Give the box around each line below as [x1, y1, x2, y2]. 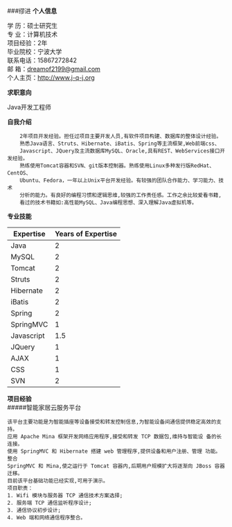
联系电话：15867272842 [7, 56, 78, 64]
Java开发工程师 [7, 103, 52, 111]
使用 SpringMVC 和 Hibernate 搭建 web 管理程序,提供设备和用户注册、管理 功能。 [7, 448, 221, 455]
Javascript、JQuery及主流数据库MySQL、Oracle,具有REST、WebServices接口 [19, 148, 220, 155]
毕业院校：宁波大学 [7, 48, 62, 55]
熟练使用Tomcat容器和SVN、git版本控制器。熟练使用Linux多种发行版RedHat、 [19, 162, 215, 169]
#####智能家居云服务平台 [7, 404, 82, 411]
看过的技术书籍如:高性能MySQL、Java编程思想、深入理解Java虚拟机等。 [19, 199, 197, 206]
